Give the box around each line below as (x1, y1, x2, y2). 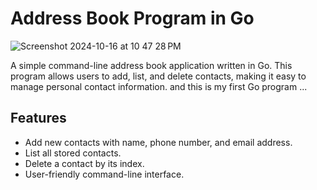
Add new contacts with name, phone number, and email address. (24, 136, 293, 148)
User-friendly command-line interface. (24, 168, 185, 180)
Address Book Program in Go (10, 7, 255, 30)
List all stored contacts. (24, 147, 122, 159)
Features (10, 110, 67, 127)
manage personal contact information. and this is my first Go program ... (10, 80, 308, 92)
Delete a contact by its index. (24, 157, 145, 169)
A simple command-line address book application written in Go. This (10, 59, 293, 71)
